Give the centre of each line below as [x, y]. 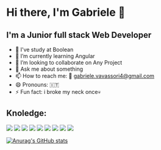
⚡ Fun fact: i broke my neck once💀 [58, 92]
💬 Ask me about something [49, 69]
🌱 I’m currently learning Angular [55, 56]
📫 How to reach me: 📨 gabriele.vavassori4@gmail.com [84, 76]
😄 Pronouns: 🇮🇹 [37, 84]
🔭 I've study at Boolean [44, 49]
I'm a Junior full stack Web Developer [79, 35]
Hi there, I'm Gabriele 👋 [66, 12]
